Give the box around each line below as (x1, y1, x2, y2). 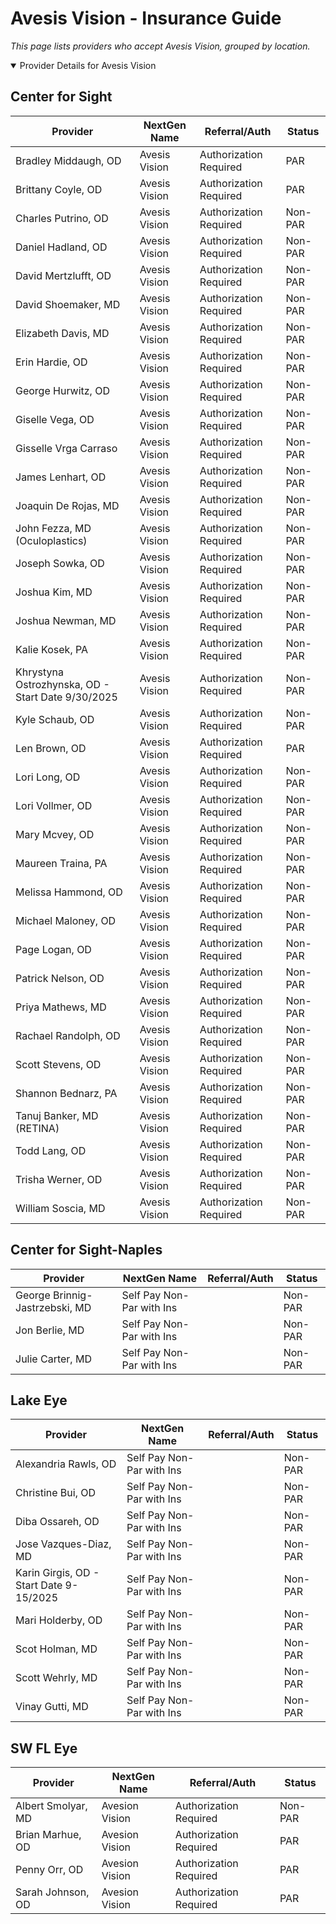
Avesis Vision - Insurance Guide (10, 7, 282, 30)
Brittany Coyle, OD (15, 182, 103, 196)
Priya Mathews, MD (15, 1000, 107, 1014)
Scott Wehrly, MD (15, 1671, 98, 1685)
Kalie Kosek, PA (15, 642, 89, 656)
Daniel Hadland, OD (15, 240, 108, 254)
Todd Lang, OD (15, 1143, 87, 1157)
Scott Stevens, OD (15, 1057, 102, 1071)
